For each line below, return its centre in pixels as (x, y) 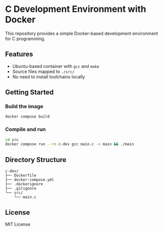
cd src (12, 140)
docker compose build (27, 117)
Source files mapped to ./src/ (43, 71)
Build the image (24, 107)
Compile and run (26, 129)
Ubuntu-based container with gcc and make (56, 66)
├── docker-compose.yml (30, 180)
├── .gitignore (21, 189)
